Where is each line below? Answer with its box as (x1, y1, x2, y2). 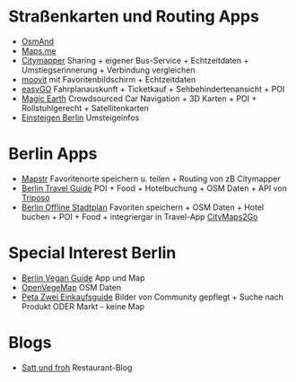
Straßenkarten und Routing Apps (8, 6, 259, 27)
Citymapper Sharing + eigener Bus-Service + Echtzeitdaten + (21, 55, 249, 65)
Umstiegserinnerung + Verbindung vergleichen (21, 65, 196, 75)
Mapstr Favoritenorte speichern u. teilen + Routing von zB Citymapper (21, 173, 281, 184)
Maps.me (21, 45, 57, 56)
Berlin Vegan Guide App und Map (21, 272, 145, 283)
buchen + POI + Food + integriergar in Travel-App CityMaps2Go (21, 211, 258, 221)
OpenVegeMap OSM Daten (21, 282, 122, 292)
